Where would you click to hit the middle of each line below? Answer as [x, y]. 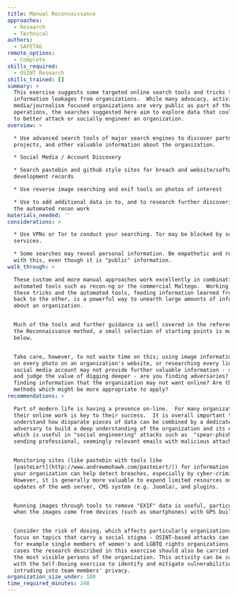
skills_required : [33, 66]
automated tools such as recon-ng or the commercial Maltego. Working [121, 286]
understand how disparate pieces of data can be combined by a [108, 422]
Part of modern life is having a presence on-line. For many [107, 409]
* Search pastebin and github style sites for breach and [101, 170]
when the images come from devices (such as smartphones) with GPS [115, 512]
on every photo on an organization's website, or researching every [116, 363]
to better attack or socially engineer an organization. [99, 118]
